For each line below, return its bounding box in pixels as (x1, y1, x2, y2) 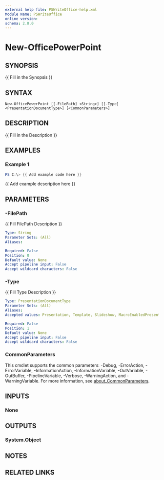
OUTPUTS (5, 422, 37, 430)
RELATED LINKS (5, 468, 55, 477)
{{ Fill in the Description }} (5, 132, 58, 138)
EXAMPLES (5, 146, 41, 155)
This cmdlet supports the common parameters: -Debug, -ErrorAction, (5, 362, 145, 368)
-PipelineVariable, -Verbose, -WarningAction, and (26, 373, 126, 379)
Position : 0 (5, 253, 29, 258)
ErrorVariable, (5, 367, 33, 373)
